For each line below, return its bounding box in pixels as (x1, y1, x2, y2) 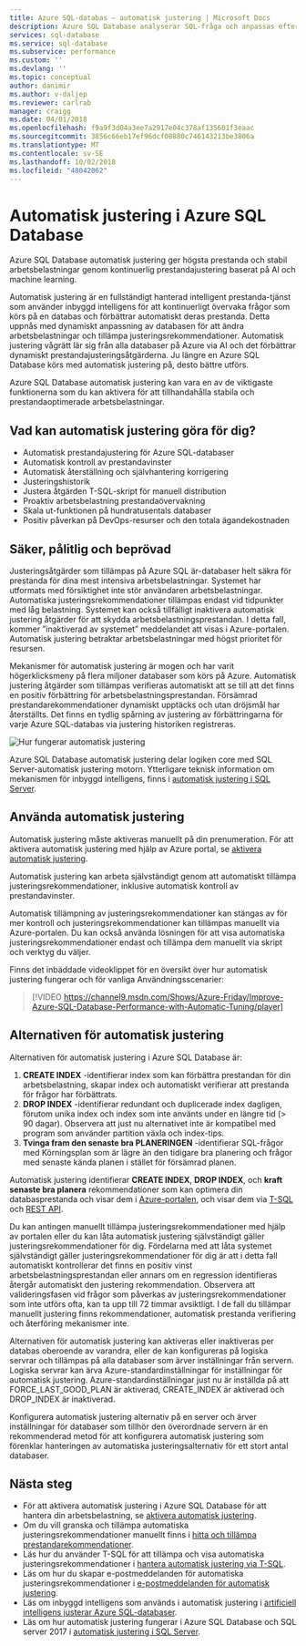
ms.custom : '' (9, 56, 64, 65)
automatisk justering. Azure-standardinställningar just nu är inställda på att (9, 1373, 290, 1385)
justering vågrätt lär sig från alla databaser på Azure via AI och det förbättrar (9, 340, 297, 351)
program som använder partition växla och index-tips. (22, 1127, 225, 1138)
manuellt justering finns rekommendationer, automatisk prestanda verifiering (9, 1308, 296, 1319)
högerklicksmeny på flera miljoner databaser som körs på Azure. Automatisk (9, 670, 297, 681)
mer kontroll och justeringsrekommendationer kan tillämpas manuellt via (9, 917, 280, 928)
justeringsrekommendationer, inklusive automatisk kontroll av (9, 880, 240, 891)
